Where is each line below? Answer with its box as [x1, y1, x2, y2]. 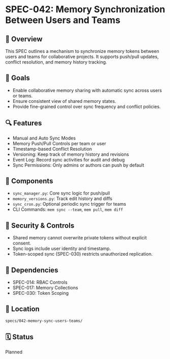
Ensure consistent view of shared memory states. [12, 98, 117, 104]
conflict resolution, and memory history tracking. [5, 59, 108, 65]
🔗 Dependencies [5, 266, 58, 274]
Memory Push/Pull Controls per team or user [12, 140, 107, 146]
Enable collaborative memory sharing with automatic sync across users [12, 87, 162, 93]
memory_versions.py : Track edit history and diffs [12, 196, 113, 202]
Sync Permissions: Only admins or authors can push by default [12, 162, 145, 168]
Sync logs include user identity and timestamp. [12, 245, 111, 252]
